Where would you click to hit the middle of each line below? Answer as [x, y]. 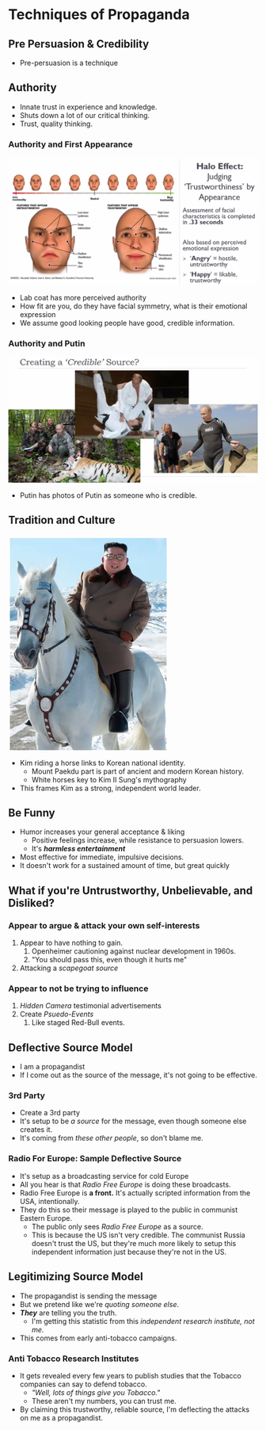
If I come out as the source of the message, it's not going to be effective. [138, 1075]
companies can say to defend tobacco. [84, 1384]
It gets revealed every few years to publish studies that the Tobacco [130, 1375]
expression [38, 315]
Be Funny [32, 813]
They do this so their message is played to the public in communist [129, 1210]
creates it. [36, 1130]
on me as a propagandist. [61, 1417]
